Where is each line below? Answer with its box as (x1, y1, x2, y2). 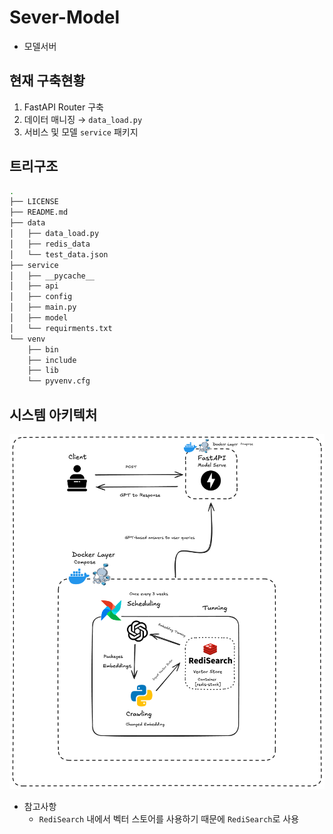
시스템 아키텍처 (9, 406, 98, 423)
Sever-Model (9, 6, 121, 29)
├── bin (27, 344, 59, 355)
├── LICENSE (9, 197, 59, 207)
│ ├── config (9, 292, 73, 302)
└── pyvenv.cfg (27, 376, 91, 386)
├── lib (27, 366, 59, 376)
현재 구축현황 (9, 72, 86, 90)
